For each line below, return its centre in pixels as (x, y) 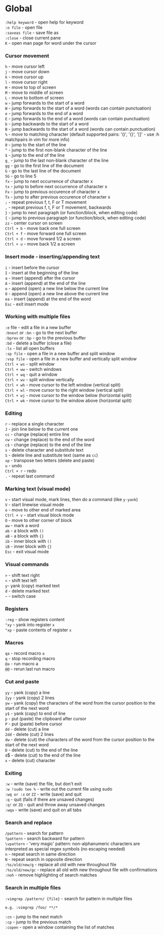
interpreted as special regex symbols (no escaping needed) (65, 849)
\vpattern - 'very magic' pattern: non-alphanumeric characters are (73, 844)
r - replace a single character (35, 424)
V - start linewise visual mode (35, 505)
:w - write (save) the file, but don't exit (44, 784)
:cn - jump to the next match (34, 916)
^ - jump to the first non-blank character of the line (56, 150)
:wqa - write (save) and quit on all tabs (43, 810)
